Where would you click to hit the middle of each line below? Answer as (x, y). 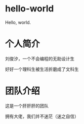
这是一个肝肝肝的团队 (27, 106)
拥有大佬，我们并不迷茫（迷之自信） (42, 116)
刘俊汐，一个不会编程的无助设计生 (40, 59)
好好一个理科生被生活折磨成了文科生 (42, 69)
